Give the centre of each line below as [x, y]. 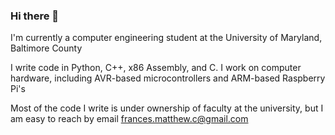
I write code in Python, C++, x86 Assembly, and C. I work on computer [156, 68]
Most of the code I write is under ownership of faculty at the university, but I [167, 108]
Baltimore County [46, 48]
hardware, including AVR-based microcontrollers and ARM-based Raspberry [168, 78]
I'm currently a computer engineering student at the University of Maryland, [166, 38]
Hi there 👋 [35, 16]
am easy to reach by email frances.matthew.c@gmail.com [129, 119]
